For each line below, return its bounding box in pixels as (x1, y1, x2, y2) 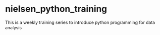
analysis (5, 24, 22, 30)
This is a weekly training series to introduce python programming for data (5, 19, 155, 25)
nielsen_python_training (5, 3, 107, 15)
